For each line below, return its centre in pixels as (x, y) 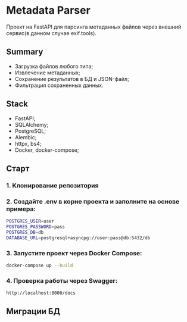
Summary (25, 52)
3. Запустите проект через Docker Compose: (74, 253)
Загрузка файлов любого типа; (54, 66)
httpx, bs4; (28, 143)
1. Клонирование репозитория (52, 185)
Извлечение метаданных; (47, 73)
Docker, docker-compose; (47, 150)
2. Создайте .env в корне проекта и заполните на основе (93, 201)
